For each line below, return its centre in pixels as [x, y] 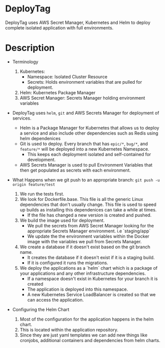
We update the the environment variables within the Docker [88, 236]
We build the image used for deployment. [62, 220]
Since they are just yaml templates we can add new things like [84, 335]
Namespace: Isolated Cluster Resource [67, 77]
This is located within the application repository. [69, 330]
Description [30, 48]
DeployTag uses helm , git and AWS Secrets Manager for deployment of [86, 113]
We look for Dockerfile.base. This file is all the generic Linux [82, 199]
